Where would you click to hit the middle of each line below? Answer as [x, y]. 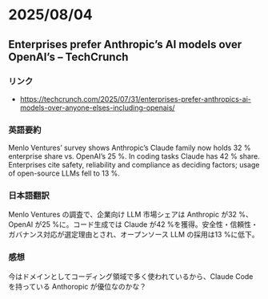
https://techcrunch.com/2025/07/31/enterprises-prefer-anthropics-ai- [136, 99]
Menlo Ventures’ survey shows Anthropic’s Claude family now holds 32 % [130, 148]
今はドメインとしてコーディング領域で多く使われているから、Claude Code [131, 276]
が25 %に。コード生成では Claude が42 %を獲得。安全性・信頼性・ [146, 224]
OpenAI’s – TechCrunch [68, 57]
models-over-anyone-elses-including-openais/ [97, 107]
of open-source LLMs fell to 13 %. [64, 173]
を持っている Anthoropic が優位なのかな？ [77, 286]
